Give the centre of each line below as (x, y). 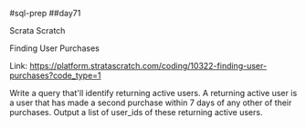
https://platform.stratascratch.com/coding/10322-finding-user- (148, 66)
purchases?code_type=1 (56, 75)
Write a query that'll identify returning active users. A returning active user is (153, 93)
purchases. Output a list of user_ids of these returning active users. (136, 112)
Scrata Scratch (37, 30)
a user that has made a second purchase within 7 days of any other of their (151, 103)
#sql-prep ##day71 (45, 13)
